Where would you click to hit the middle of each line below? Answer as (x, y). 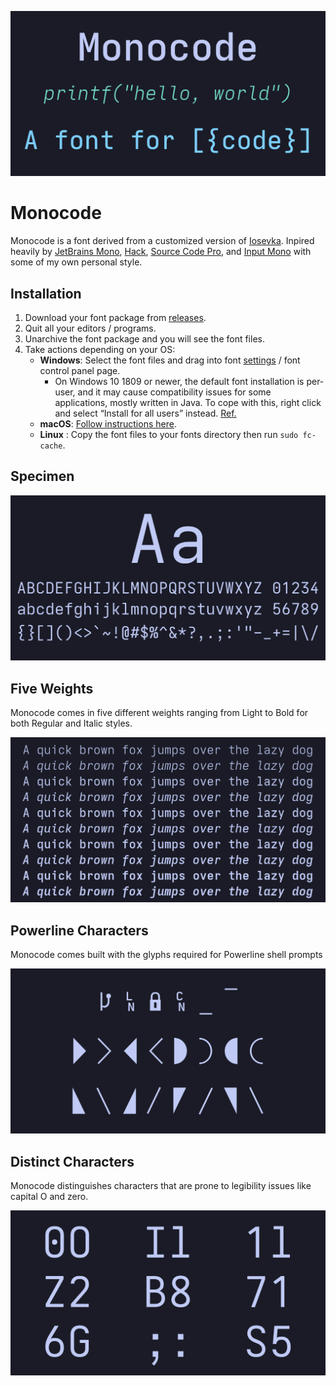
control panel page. (80, 371)
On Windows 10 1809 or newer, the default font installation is (179, 382)
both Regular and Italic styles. (71, 723)
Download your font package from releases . (115, 318)
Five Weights (52, 688)
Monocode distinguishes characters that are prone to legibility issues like (161, 1186)
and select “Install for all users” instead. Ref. (145, 413)
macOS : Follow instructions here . (108, 424)
